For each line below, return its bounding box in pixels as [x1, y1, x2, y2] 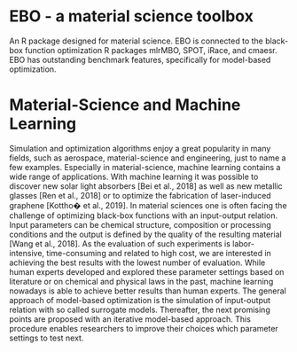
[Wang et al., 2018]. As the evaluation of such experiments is [9, 238, 231, 249]
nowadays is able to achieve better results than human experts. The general [9, 286, 286, 296]
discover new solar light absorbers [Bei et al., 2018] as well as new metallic [9, 180, 284, 192]
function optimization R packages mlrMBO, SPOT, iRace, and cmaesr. [25, 44, 277, 55]
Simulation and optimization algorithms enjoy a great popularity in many [9, 143, 271, 153]
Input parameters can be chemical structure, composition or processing [9, 219, 272, 230]
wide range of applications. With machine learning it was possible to [9, 171, 259, 182]
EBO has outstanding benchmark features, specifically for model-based [9, 54, 271, 65]
